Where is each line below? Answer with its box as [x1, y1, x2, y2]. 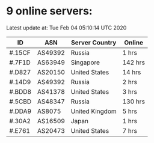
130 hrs [122, 97, 146, 106]
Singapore [70, 58, 100, 67]
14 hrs [122, 68, 141, 76]
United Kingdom [70, 107, 117, 115]
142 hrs [122, 58, 146, 67]
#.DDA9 [9, 107, 32, 115]
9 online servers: [6, 4, 93, 18]
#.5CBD [9, 97, 32, 106]
